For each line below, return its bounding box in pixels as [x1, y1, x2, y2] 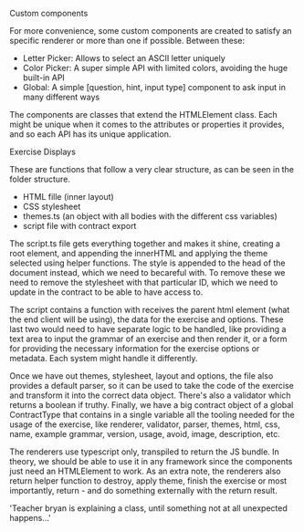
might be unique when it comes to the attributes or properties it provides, [9, 119, 285, 130]
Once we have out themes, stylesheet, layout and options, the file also [9, 370, 274, 381]
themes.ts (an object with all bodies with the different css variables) [22, 211, 278, 222]
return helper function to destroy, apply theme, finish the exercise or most [9, 475, 288, 486]
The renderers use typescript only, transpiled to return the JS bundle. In [9, 446, 280, 457]
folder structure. [9, 173, 71, 184]
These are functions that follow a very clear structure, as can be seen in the [9, 164, 295, 174]
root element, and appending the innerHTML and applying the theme [9, 248, 268, 258]
